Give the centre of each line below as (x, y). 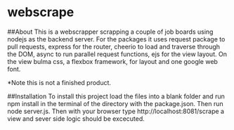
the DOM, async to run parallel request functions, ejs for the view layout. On (117, 54)
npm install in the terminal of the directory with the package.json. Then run (115, 103)
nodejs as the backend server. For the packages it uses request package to (116, 39)
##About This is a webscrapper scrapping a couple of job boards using (110, 32)
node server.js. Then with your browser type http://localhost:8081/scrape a (116, 111)
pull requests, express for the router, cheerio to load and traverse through (113, 46)
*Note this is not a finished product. (59, 82)
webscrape (41, 12)
